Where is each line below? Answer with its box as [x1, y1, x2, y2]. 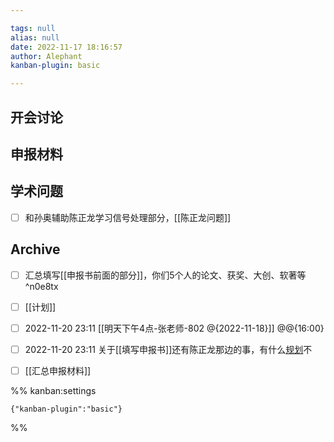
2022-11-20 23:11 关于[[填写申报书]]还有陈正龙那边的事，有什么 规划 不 [24, 343, 313, 355]
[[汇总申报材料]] [24, 364, 92, 376]
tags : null [10, 23, 56, 33]
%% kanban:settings [10, 384, 97, 396]
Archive [10, 241, 61, 258]
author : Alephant [10, 51, 83, 61]
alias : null [10, 32, 60, 43]
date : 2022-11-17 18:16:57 [10, 42, 123, 52]
